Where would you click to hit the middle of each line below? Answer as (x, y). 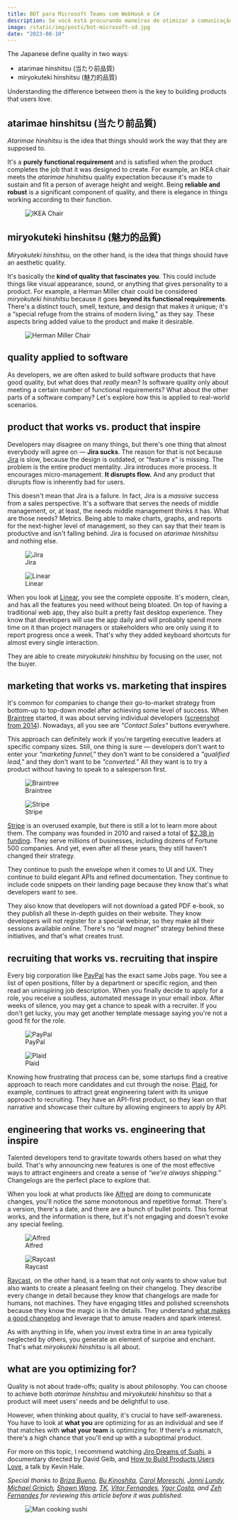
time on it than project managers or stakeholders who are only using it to (113, 627)
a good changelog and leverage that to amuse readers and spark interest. (115, 1318)
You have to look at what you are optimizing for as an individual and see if (115, 1422)
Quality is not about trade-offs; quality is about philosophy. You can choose (118, 1386)
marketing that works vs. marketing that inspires (117, 686)
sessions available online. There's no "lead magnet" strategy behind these (116, 928)
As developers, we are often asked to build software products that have (112, 375)
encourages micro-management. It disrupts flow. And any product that (111, 474)
